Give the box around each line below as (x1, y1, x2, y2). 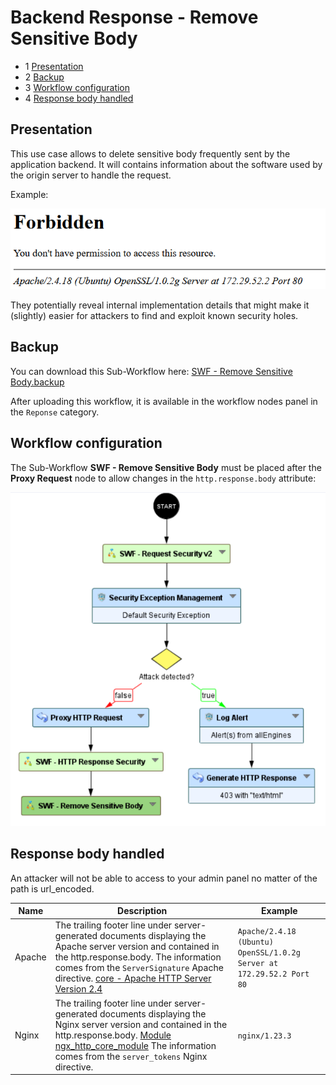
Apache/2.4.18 (237, 926, 297, 936)
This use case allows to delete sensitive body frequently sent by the (10, 147, 291, 160)
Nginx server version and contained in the (54, 1018, 228, 1030)
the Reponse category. (10, 406, 100, 418)
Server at (237, 958, 279, 968)
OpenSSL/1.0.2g (237, 947, 301, 958)
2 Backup (24, 71, 65, 83)
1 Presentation (24, 60, 84, 72)
